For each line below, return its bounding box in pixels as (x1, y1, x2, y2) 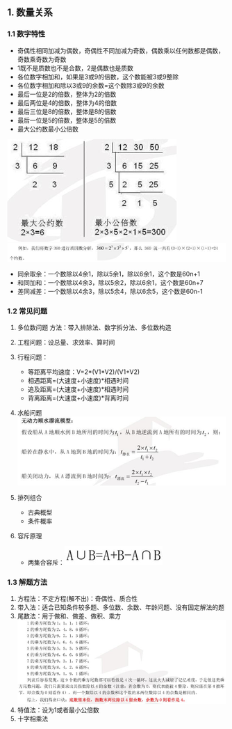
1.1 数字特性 (7, 29, 46, 39)
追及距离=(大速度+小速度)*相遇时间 (27, 385, 129, 393)
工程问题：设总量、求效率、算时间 (17, 338, 115, 346)
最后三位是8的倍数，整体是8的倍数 (17, 107, 117, 116)
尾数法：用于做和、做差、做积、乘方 (17, 612, 122, 620)
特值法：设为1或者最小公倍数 (17, 705, 99, 714)
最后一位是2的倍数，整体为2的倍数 (17, 90, 117, 98)
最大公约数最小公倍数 (17, 125, 78, 133)
